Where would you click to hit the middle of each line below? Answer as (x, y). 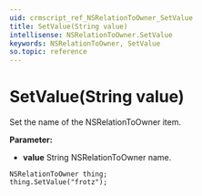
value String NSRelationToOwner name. (97, 158)
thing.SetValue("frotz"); (58, 182)
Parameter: (31, 140)
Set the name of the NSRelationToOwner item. (96, 122)
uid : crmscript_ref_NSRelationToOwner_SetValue (101, 18)
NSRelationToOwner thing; (58, 174)
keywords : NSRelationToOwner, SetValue (85, 43)
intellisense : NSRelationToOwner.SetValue (91, 35)
